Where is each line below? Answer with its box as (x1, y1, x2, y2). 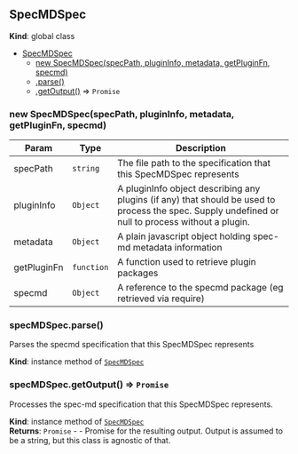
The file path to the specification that (116, 157, 271, 170)
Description (176, 142, 226, 155)
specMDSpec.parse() (9, 319, 104, 331)
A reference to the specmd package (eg (116, 282, 284, 294)
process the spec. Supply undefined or (116, 204, 279, 217)
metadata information (132, 242, 223, 254)
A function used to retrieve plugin (116, 256, 257, 268)
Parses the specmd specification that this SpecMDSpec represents (9, 339, 255, 350)
